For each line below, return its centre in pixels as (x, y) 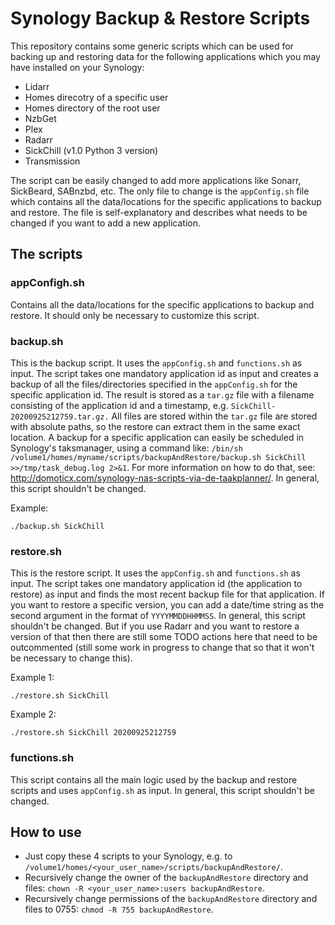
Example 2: (33, 714)
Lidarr (37, 86)
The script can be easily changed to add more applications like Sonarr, (156, 180)
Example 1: (32, 678)
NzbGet (40, 118)
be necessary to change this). (71, 658)
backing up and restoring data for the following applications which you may (165, 56)
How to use (46, 832)
